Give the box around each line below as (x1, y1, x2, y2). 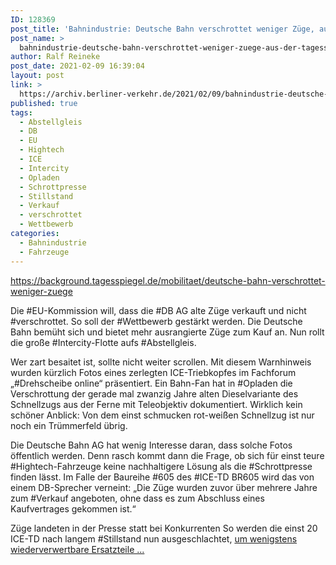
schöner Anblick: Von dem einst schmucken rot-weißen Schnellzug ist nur (10, 409, 315, 421)
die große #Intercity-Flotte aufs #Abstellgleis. (10, 336, 197, 348)
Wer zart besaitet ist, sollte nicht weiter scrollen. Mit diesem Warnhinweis (10, 356, 312, 368)
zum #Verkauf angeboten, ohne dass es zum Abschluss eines (10, 492, 265, 504)
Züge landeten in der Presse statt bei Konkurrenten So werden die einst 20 (10, 522, 318, 534)
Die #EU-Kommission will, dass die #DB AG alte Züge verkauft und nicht (10, 304, 307, 316)
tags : (10, 107, 33, 118)
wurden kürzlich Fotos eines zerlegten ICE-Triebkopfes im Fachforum (10, 366, 297, 378)
